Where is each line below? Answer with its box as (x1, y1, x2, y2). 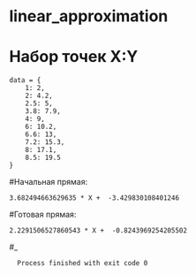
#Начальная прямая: (9, 177, 88, 187)
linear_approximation (9, 6, 169, 27)
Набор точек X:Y (9, 47, 139, 67)
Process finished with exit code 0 (17, 259, 148, 268)
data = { (9, 76, 41, 85)
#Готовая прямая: (9, 210, 77, 220)
